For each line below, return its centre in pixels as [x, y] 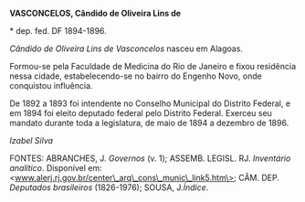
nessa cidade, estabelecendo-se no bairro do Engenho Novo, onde [136, 76]
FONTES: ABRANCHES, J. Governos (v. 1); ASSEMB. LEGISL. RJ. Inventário [150, 158]
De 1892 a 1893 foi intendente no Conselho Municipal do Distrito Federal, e [150, 103]
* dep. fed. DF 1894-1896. [58, 31]
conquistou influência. [51, 85]
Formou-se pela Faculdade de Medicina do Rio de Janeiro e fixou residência [153, 66]
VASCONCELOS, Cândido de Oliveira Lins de [95, 13]
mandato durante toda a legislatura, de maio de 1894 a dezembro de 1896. [149, 123]
